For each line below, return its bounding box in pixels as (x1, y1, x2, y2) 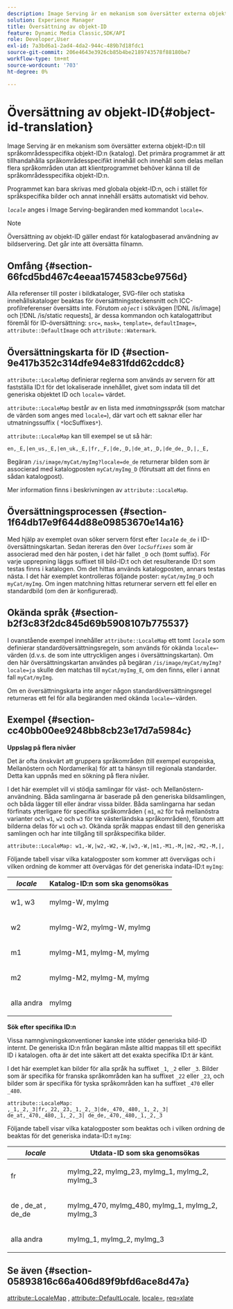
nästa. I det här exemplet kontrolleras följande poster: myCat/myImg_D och (7, 572, 214, 580)
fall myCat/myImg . (7, 673, 54, 681)
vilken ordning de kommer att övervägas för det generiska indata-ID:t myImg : (7, 862, 224, 870)
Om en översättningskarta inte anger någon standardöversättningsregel (7, 686, 212, 695)
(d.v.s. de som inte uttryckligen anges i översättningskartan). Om (28, 650, 214, 659)
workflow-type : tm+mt (7, 56, 70, 62)
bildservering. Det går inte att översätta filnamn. (7, 240, 144, 248)
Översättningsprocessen (7, 506, 118, 518)
